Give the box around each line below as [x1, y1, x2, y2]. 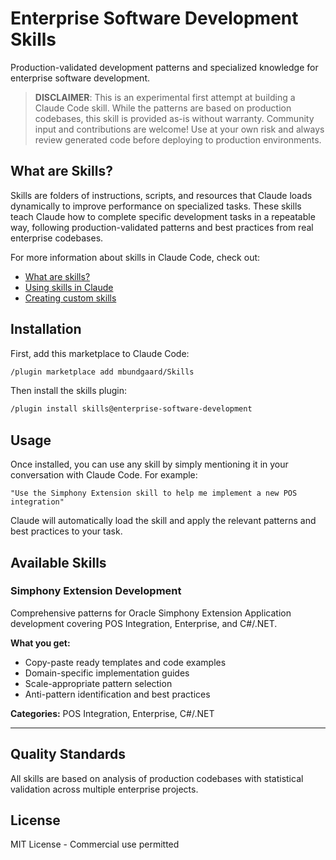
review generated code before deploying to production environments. [34, 133, 322, 146]
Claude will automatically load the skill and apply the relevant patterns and [10, 515, 317, 527]
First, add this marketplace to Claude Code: [10, 347, 190, 359]
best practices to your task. [10, 525, 123, 537]
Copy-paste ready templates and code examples [24, 656, 227, 668]
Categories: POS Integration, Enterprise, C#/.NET [10, 707, 215, 719]
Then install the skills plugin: [10, 385, 128, 397]
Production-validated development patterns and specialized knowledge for [10, 61, 319, 73]
